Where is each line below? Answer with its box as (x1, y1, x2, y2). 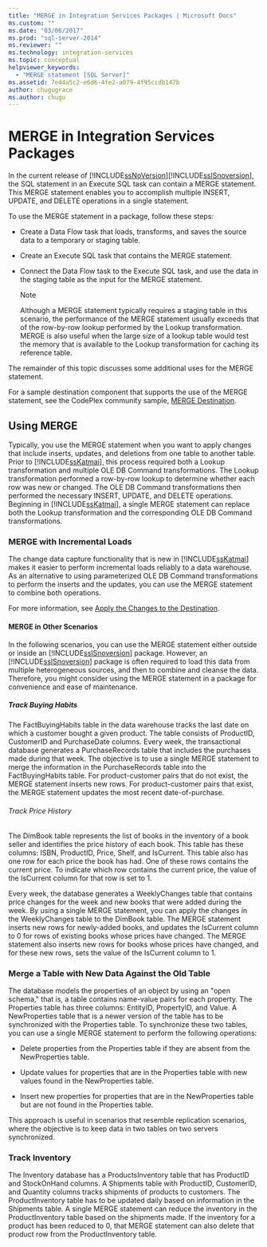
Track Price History (8, 806, 72, 816)
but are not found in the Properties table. (19, 1100, 154, 1109)
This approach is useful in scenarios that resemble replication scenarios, (8, 1115, 247, 1124)
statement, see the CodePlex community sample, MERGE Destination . (8, 396, 237, 406)
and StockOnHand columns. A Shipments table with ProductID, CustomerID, (8, 1178, 257, 1188)
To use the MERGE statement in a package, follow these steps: (8, 212, 214, 222)
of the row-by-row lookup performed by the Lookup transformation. (19, 323, 243, 332)
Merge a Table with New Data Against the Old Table (8, 967, 211, 978)
